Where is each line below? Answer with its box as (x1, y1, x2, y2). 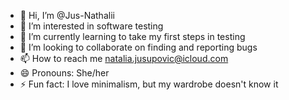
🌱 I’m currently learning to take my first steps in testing (19, 31, 246, 42)
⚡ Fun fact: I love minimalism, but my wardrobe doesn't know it (19, 78, 279, 90)
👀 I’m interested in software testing (19, 20, 164, 32)
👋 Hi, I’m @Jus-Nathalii (19, 10, 115, 21)
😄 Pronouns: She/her (19, 67, 110, 79)
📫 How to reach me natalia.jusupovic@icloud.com (19, 53, 229, 64)
